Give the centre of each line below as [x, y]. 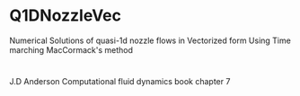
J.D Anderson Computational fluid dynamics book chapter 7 [120, 82]
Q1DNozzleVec [65, 16]
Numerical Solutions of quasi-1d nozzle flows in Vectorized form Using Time [150, 40]
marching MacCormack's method [71, 49]
